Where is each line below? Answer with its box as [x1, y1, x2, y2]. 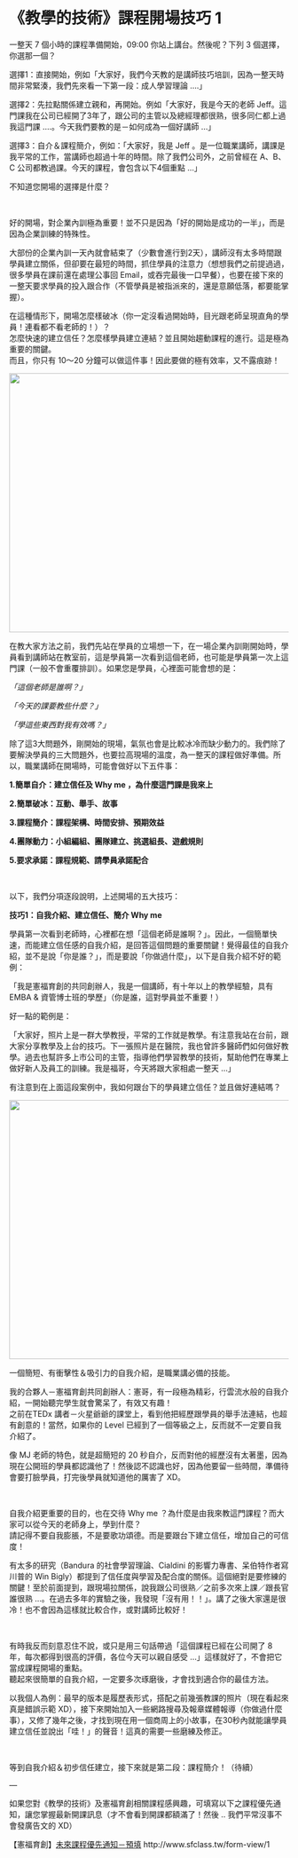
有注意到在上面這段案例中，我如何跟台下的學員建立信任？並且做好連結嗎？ [9, 1081, 281, 1092]
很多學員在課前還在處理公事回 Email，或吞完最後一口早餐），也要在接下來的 [9, 269, 284, 280]
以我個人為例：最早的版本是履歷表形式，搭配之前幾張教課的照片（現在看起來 [9, 1692, 289, 1703]
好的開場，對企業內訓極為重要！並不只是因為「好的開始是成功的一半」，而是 [9, 217, 286, 227]
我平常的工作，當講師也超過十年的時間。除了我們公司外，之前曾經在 [9, 151, 258, 162]
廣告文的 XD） [24, 1820, 77, 1830]
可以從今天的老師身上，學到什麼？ [16, 1519, 142, 1530]
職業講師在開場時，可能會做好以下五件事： [24, 760, 180, 771]
